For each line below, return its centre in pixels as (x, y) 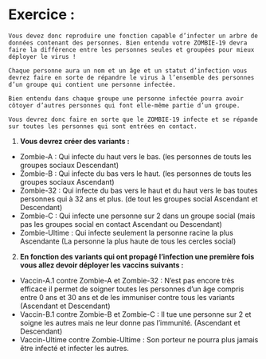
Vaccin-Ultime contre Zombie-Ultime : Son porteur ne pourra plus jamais (139, 339)
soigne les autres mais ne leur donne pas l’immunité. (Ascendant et (130, 322)
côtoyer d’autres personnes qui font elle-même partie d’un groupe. (124, 105)
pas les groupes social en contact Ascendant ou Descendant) (121, 224)
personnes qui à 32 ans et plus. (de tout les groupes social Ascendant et (139, 199)
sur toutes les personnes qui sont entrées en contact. (103, 126)
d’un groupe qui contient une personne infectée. (92, 84)
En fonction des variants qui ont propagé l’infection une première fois (137, 256)
